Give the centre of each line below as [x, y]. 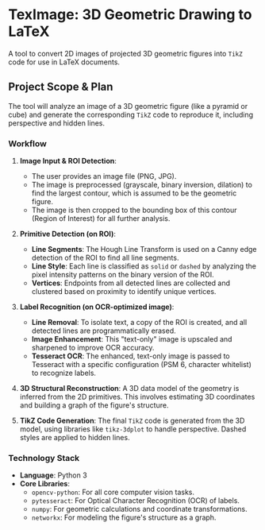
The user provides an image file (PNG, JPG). [104, 176]
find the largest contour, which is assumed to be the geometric [134, 193]
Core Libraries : [44, 484]
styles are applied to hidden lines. [75, 438]
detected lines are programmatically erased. [104, 331]
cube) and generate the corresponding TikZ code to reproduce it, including [131, 114]
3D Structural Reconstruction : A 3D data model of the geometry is [129, 389]
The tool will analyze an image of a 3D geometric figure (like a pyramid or [128, 106]
